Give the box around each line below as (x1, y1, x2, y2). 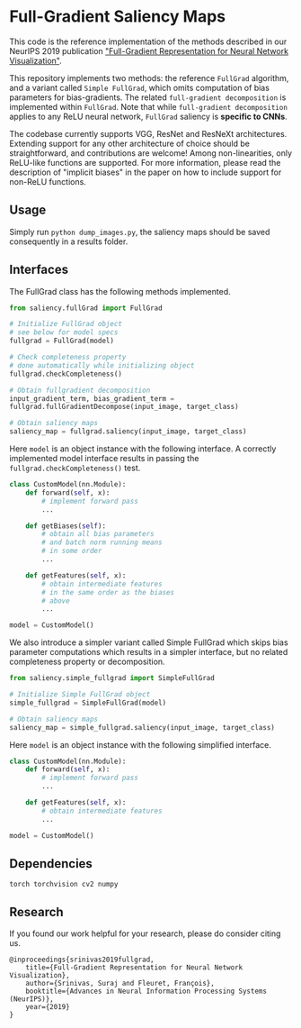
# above (41, 596, 70, 605)
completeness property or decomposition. (9, 656, 165, 668)
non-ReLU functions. (9, 176, 87, 186)
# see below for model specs (9, 328, 119, 337)
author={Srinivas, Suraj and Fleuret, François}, (25, 979, 216, 988)
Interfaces (9, 262, 69, 277)
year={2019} (25, 1003, 70, 1012)
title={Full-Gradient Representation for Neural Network (25, 963, 243, 972)
